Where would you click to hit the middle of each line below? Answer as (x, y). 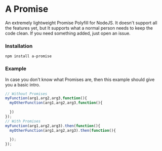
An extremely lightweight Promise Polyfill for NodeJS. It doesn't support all (81, 23)
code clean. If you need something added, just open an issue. (68, 33)
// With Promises (23, 121)
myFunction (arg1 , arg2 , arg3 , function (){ (46, 98)
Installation (19, 46)
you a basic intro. (23, 84)
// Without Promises (26, 94)
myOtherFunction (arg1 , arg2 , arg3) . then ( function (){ (63, 130)
